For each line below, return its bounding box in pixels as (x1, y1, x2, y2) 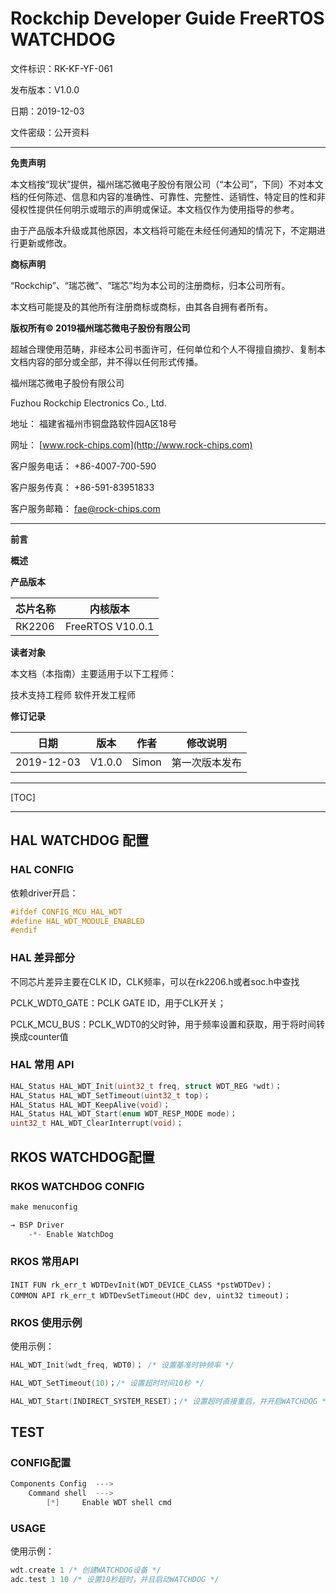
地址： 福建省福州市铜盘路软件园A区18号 (10, 417, 177, 429)
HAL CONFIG (10, 863, 75, 877)
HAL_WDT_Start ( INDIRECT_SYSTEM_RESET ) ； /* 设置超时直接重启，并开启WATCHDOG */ (10, 1396, 332, 1406)
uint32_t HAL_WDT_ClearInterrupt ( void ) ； (10, 1118, 184, 1129)
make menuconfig (10, 1202, 78, 1212)
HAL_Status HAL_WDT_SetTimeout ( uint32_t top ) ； (10, 1090, 211, 1101)
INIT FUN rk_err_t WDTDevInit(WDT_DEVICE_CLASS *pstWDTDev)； (10, 1280, 273, 1290)
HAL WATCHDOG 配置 (10, 832, 149, 849)
